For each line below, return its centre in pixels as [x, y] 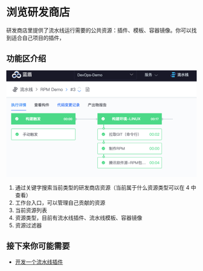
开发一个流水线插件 [39, 262]
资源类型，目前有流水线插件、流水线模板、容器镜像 [79, 217]
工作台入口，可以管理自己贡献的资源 [60, 202]
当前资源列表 [31, 210]
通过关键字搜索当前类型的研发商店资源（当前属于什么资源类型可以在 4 [102, 187]
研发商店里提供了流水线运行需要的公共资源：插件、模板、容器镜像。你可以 [99, 30]
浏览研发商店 [38, 12]
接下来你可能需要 [38, 246]
